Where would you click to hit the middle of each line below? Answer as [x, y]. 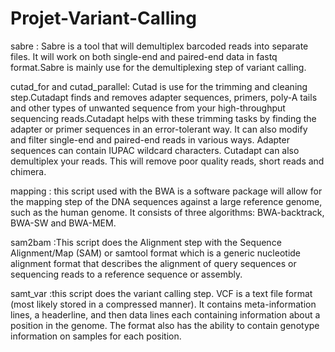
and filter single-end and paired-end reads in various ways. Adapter [150, 139]
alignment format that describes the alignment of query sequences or [153, 263]
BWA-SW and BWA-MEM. [63, 223]
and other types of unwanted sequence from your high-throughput [148, 108]
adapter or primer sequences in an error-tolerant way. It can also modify [159, 129]
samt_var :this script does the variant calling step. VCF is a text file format [161, 293]
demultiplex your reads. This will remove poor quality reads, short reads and [167, 161]
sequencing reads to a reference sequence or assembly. [126, 274]
